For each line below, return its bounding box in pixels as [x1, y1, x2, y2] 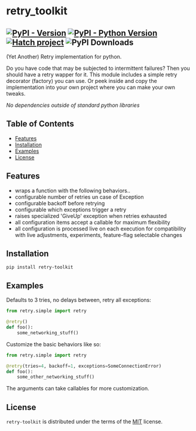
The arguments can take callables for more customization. [6, 385, 149, 392]
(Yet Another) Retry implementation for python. [6, 53, 122, 60]
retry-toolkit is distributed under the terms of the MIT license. [6, 418, 163, 425]
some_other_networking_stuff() [17, 374, 95, 380]
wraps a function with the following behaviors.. [14, 187, 130, 194]
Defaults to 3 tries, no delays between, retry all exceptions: [6, 297, 151, 304]
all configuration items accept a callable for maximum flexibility [14, 218, 170, 226]
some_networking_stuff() [17, 330, 79, 335]
